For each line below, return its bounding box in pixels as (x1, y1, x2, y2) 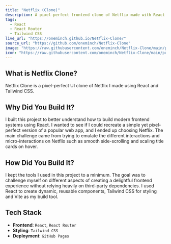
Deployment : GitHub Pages (12, 233, 70, 239)
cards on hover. (5, 143, 38, 150)
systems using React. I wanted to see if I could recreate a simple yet (5, 122, 148, 128)
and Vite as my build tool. (5, 193, 59, 200)
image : (5, 45, 19, 51)
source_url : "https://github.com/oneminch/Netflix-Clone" (5, 41, 131, 46)
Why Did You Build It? (5, 103, 75, 111)
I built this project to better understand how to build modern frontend (5, 116, 150, 123)
